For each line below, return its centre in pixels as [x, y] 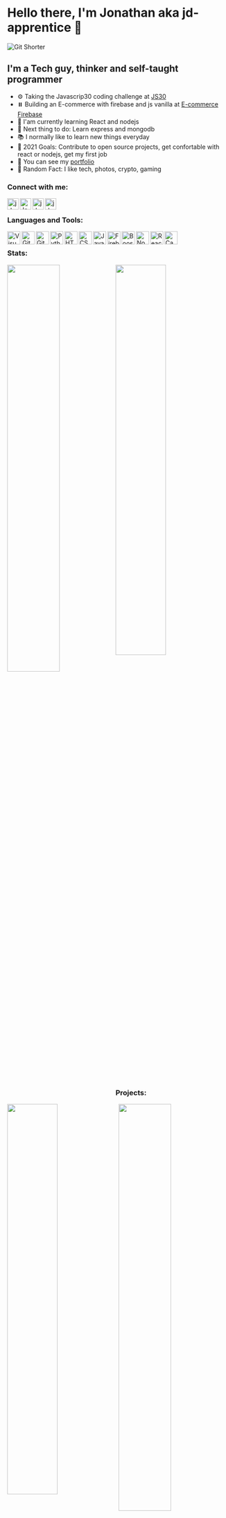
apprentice [39, 27]
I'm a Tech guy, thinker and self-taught [93, 68]
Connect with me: [38, 187]
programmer [35, 80]
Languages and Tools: [45, 220]
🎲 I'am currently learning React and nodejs [78, 121]
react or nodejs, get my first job [62, 154]
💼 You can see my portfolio [56, 161]
